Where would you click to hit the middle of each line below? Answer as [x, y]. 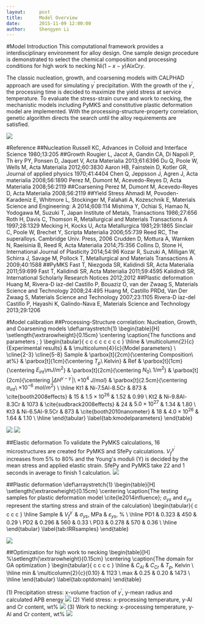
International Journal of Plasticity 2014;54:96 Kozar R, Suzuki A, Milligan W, [101, 251]
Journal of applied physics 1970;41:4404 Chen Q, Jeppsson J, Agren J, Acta [102, 173]
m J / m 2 [55, 370]
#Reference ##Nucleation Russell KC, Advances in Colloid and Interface [97, 147]
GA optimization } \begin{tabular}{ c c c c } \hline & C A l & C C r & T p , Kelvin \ [100, 566]
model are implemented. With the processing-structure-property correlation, [103, 111]
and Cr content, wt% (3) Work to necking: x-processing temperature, [97, 607]
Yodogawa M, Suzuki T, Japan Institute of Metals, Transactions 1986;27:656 [102, 212]
